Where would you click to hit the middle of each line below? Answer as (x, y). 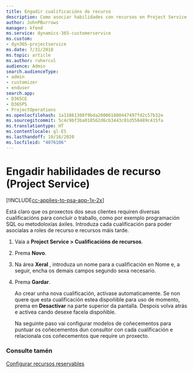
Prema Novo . (30, 253)
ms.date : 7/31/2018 (30, 50)
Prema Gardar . (32, 282)
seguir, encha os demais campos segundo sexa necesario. (85, 270)
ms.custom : (19, 39)
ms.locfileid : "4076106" (36, 142)
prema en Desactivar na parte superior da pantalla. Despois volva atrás (101, 306)
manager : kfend (25, 28)
